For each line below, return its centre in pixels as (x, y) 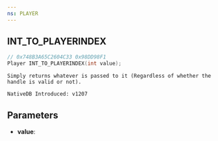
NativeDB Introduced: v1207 (48, 94)
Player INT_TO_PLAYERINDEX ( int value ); (65, 64)
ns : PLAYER (23, 13)
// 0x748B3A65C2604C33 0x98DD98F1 (57, 57)
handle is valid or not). (44, 82)
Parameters (33, 115)
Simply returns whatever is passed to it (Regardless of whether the (109, 76)
